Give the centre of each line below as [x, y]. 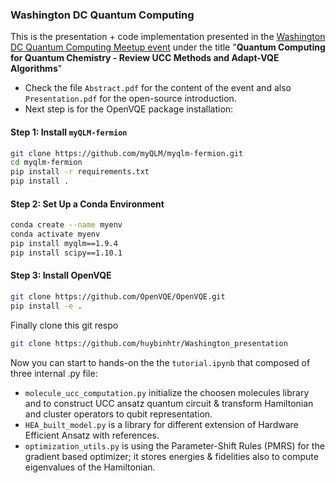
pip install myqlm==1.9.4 [64, 243]
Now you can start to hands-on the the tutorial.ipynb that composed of [160, 362]
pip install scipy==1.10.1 [66, 253]
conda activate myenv [55, 234]
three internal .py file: [54, 373]
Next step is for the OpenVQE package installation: [129, 109]
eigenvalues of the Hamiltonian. [90, 467]
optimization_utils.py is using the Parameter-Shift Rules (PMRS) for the [174, 445]
